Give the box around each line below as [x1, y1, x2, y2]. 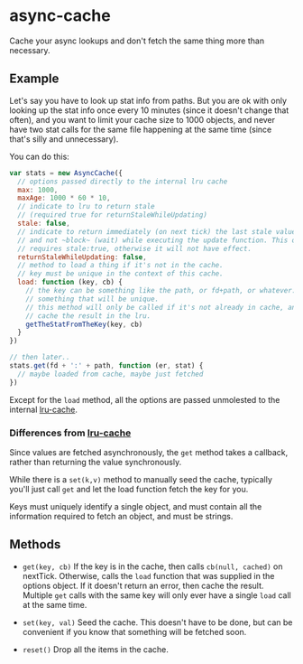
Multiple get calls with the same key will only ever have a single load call [22, 589, 291, 601]
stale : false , [17, 219, 70, 228]
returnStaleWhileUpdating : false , [17, 252, 147, 262]
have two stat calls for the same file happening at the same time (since [9, 124, 272, 135]
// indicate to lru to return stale [17, 202, 155, 211]
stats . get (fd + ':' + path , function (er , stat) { [9, 361, 204, 370]
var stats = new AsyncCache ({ [9, 168, 124, 177]
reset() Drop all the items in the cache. [22, 643, 170, 655]
